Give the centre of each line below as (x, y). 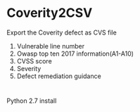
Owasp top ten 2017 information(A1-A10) (75, 54)
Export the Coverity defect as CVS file (62, 32)
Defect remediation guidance (59, 76)
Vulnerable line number (51, 46)
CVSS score (34, 61)
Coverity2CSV (50, 13)
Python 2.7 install (32, 101)
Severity (29, 68)
